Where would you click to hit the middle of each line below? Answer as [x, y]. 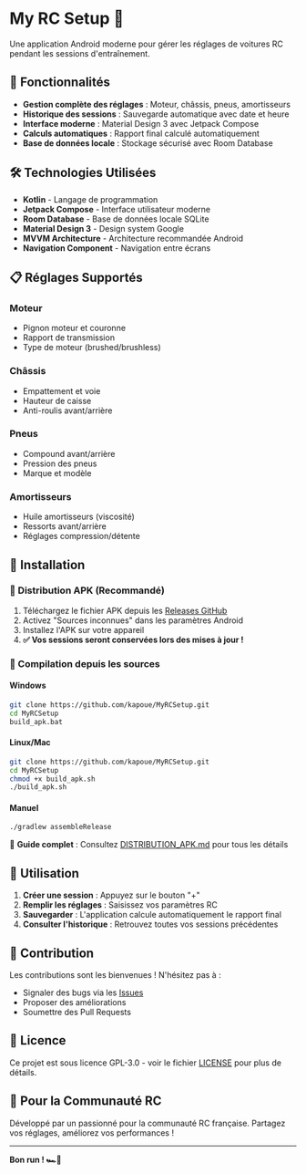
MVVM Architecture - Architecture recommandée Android [133, 238]
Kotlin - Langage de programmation [90, 199]
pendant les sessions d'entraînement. [80, 53]
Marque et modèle [57, 473]
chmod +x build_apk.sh [52, 779]
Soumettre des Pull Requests [77, 1012]
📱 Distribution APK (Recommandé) [87, 590]
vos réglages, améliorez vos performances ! [92, 1132]
